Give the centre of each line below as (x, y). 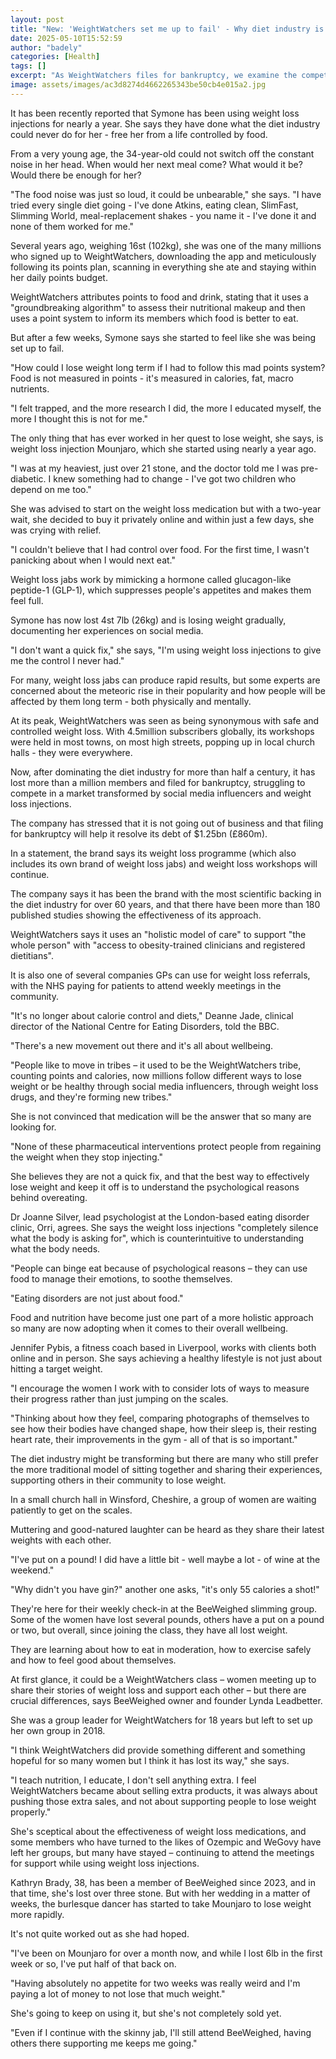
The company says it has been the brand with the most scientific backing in (166, 893)
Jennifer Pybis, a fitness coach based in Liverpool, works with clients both (163, 1347)
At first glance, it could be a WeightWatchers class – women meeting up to (163, 1679)
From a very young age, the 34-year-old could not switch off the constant (162, 153)
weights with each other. (61, 1540)
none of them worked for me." (72, 226)
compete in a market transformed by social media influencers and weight (161, 793)
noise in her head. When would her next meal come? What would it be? (156, 164)
